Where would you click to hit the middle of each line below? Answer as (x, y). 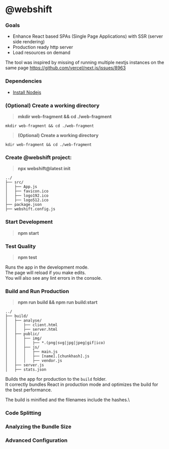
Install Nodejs (27, 92)
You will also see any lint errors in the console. (54, 278)
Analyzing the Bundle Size (38, 427)
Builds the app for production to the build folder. (56, 379)
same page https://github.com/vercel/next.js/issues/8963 (65, 68)
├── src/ (14, 182)
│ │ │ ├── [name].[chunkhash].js (47, 356)
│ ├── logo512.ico (27, 200)
